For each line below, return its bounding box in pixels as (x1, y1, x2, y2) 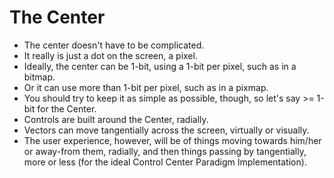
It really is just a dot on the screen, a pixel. (23, 49, 198, 61)
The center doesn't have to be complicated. (23, 39, 205, 51)
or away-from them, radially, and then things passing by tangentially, (23, 145, 307, 157)
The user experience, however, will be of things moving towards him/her (23, 134, 322, 146)
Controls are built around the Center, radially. (23, 113, 209, 125)
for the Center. (37, 102, 97, 115)
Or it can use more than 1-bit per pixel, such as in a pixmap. (23, 81, 269, 93)
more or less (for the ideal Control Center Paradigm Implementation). (23, 156, 307, 168)
